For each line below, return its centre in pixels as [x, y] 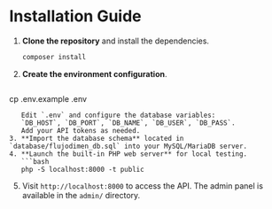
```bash [35, 161]
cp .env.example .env [48, 98]
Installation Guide [75, 16]
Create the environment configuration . [94, 74]
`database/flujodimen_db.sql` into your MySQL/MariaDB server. [128, 146]
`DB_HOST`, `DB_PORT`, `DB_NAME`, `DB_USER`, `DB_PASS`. [128, 123]
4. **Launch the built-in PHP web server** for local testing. [128, 154]
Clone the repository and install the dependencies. [116, 41]
